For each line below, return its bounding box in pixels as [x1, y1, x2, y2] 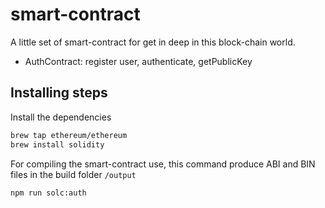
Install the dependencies [10, 111, 112, 123]
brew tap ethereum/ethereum [10, 130, 128, 140]
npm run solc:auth [10, 188, 87, 198]
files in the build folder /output [10, 168, 137, 180]
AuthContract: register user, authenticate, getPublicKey [24, 55, 253, 67]
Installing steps [10, 84, 108, 102]
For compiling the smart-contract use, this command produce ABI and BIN [10, 158, 316, 170]
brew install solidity [10, 139, 105, 150]
